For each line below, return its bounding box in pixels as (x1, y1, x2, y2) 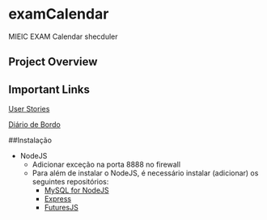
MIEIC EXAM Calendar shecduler (8, 32, 119, 41)
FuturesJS (44, 203, 78, 213)
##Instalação (8, 135, 53, 146)
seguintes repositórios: (32, 177, 109, 187)
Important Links (8, 82, 91, 96)
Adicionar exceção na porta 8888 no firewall (32, 159, 180, 170)
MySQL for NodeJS (44, 185, 109, 195)
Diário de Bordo (8, 120, 61, 129)
